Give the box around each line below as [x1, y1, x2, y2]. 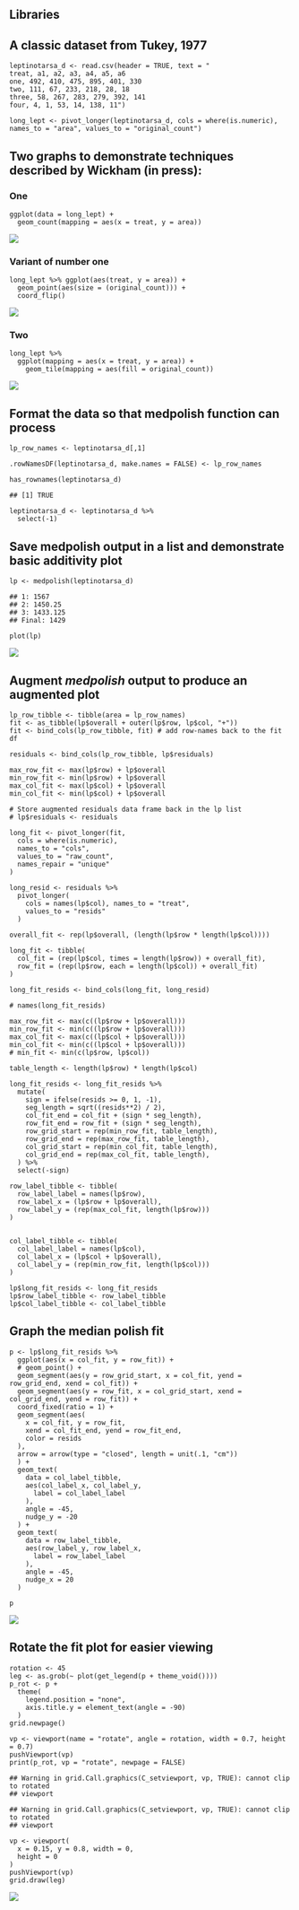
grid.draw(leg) [9, 1875, 66, 1885]
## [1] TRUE [9, 491, 54, 501]
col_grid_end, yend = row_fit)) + [9, 1394, 139, 1403]
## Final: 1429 [9, 616, 66, 625]
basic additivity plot [9, 553, 123, 568]
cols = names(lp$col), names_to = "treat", [25, 899, 191, 908]
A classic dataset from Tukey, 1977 [9, 38, 208, 53]
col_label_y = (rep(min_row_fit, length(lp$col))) [17, 1260, 210, 1269]
